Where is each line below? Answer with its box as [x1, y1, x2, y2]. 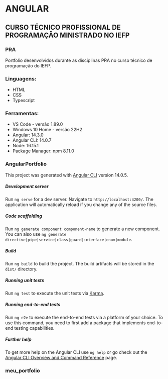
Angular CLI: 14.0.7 [12, 137, 52, 143]
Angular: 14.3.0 [12, 132, 44, 138]
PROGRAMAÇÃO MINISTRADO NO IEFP [5, 31, 130, 39]
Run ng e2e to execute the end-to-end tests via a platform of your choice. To [5, 314, 163, 320]
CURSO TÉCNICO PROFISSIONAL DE [5, 23, 121, 32]
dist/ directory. [5, 266, 38, 272]
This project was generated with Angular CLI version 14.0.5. [5, 172, 128, 178]
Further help [5, 336, 32, 342]
